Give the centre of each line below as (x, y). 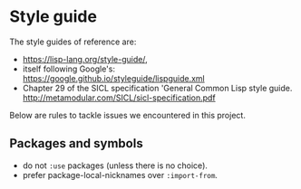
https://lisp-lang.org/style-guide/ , (85, 59)
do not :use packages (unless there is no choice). (115, 165)
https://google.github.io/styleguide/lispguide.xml (114, 78)
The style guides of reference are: (73, 42)
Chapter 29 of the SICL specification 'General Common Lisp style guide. (157, 88)
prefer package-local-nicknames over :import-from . (120, 175)
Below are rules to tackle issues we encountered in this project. (128, 115)
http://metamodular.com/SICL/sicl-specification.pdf (119, 98)
